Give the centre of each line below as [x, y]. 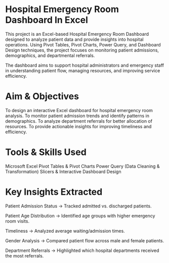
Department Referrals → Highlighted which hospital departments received [82, 250]
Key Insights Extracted [54, 192]
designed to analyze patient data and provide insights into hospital [74, 39]
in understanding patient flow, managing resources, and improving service [83, 70]
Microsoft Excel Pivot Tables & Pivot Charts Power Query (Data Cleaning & [83, 166]
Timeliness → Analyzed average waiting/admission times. [65, 231]
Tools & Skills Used [46, 152]
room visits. [17, 221]
